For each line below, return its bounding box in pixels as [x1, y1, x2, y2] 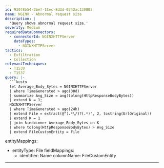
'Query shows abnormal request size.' [9, 20, 89, 26]
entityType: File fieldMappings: [12, 148, 75, 153]
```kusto [9, 79, 27, 84]
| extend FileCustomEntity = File [9, 130, 80, 134]
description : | [5, 16, 36, 21]
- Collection [9, 57, 36, 62]
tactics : [5, 48, 23, 53]
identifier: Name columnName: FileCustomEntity [19, 153, 116, 159]
